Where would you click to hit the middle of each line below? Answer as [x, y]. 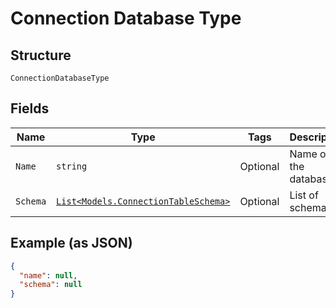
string [72, 166]
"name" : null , [48, 275]
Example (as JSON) [71, 243]
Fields [30, 108]
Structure [41, 55]
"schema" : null [51, 285]
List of [304, 195]
